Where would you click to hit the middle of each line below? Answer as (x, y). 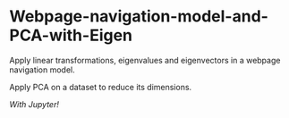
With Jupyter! (34, 104)
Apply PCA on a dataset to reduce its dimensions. (101, 87)
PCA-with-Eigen (71, 35)
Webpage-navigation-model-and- (139, 17)
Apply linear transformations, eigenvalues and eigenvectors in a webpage (145, 60)
